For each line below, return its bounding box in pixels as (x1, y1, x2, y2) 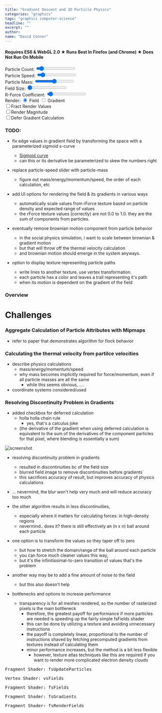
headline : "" (5, 20, 31, 26)
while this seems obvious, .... (26, 382, 85, 388)
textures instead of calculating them (26, 642, 98, 647)
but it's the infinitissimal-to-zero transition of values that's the (19, 558, 143, 563)
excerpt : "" (5, 25, 29, 30)
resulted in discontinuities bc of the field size (19, 464, 109, 470)
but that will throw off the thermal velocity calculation (19, 245, 126, 251)
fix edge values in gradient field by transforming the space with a (12, 138, 142, 144)
